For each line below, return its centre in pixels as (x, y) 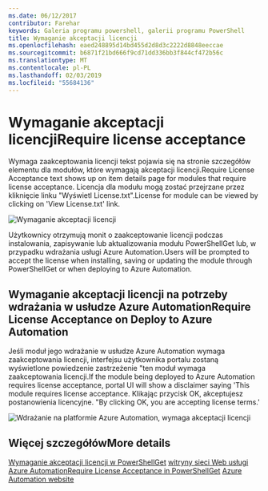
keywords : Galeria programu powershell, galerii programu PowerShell (127, 30)
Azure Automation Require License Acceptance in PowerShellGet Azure (125, 471)
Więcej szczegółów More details (90, 443)
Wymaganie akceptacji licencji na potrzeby (118, 294)
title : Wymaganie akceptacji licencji (73, 38)
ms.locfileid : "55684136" (51, 83)
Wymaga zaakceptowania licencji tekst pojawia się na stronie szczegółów (130, 162)
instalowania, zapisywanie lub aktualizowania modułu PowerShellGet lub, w (132, 243)
